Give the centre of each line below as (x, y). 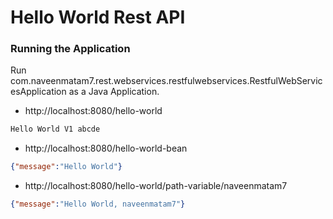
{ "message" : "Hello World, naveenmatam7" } (98, 204)
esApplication (38, 92)
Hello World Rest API (98, 17)
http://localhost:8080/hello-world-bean (106, 148)
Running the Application (70, 49)
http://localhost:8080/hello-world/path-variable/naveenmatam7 (156, 186)
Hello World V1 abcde (55, 129)
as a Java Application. (114, 92)
